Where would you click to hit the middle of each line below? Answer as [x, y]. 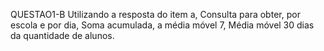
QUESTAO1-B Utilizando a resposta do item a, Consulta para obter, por [155, 14]
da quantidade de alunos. [62, 35]
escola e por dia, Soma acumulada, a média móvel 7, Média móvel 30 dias [162, 25]
